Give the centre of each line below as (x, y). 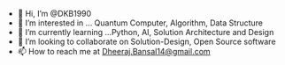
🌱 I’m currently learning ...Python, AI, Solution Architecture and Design (146, 32)
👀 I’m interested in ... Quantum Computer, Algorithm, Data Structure (140, 23)
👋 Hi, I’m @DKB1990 (54, 14)
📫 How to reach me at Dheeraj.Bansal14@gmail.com (114, 51)
